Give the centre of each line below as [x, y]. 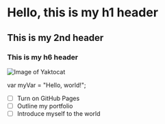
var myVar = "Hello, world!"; [47, 85]
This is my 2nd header [55, 38]
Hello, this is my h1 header [83, 13]
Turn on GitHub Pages [48, 98]
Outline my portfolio [45, 106]
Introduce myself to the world [59, 113]
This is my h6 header [43, 57]
